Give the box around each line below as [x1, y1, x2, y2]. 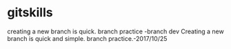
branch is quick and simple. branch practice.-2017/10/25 [7, 34, 168, 42]
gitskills [7, 5, 53, 20]
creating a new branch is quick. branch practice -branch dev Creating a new [7, 27, 224, 35]
